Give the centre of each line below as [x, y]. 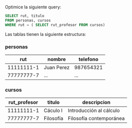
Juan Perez [57, 67]
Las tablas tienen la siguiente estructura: [46, 34]
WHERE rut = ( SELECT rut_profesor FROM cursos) [55, 25]
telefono [88, 59]
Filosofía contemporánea [96, 118]
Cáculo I [53, 111]
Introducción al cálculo [94, 111]
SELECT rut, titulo [25, 16]
